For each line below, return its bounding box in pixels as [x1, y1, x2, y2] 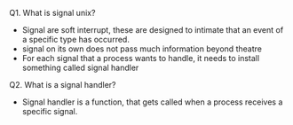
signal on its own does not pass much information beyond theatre [21, 43, 262, 54]
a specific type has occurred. [21, 35, 131, 44]
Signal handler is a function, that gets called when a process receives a [21, 97, 283, 107]
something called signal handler [21, 62, 139, 73]
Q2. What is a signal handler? [9, 80, 116, 90]
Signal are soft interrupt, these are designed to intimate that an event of [21, 25, 284, 35]
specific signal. [21, 106, 78, 116]
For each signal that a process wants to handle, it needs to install [21, 53, 260, 63]
